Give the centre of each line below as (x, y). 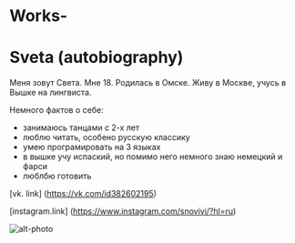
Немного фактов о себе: (56, 110)
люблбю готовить (57, 176)
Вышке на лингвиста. (51, 93)
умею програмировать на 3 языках (92, 147)
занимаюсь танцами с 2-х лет (81, 127)
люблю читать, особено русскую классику (107, 137)
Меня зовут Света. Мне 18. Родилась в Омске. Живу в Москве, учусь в (148, 83)
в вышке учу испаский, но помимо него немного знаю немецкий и (153, 157)
